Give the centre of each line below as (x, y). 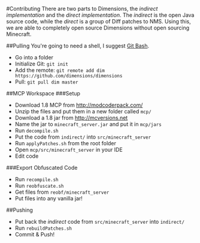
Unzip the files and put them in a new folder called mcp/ (83, 111)
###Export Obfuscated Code (42, 168)
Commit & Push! (35, 234)
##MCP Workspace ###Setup (43, 93)
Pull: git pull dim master (46, 82)
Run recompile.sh (37, 179)
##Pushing (19, 210)
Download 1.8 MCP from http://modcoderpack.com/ (79, 105)
